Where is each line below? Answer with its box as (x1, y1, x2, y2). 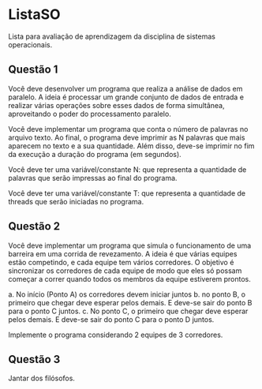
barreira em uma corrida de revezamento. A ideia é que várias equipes (8, 249, 238, 258)
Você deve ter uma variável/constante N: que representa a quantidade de (8, 164, 247, 174)
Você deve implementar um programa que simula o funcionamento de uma (8, 241, 252, 250)
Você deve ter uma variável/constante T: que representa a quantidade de (8, 188, 246, 198)
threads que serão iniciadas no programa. (8, 196, 144, 206)
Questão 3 (8, 353, 61, 366)
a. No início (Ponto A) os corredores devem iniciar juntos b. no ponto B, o (8, 290, 246, 299)
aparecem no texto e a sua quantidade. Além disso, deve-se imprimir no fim (8, 140, 255, 151)
